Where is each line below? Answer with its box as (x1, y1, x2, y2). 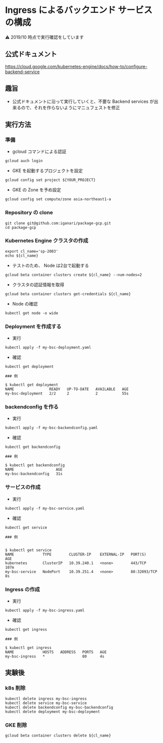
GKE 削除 (5, 721, 27, 728)
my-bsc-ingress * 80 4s (5, 654, 105, 659)
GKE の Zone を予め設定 (12, 187, 62, 193)
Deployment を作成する (5, 323, 62, 330)
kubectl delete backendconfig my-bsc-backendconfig (5, 705, 113, 710)
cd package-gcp (5, 225, 36, 230)
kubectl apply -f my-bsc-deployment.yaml (5, 345, 92, 350)
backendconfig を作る (5, 403, 59, 410)
